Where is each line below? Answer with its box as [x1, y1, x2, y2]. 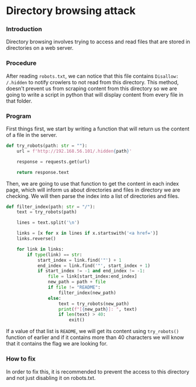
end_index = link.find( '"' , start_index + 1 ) [37, 262, 150, 269]
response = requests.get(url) [16, 159, 91, 165]
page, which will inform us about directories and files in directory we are [6, 186, 180, 193]
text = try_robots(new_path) [58, 300, 130, 307]
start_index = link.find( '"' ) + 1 [37, 257, 122, 263]
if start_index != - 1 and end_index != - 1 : [37, 268, 145, 274]
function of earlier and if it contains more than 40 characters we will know [6, 334, 184, 341]
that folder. [6, 97, 32, 104]
